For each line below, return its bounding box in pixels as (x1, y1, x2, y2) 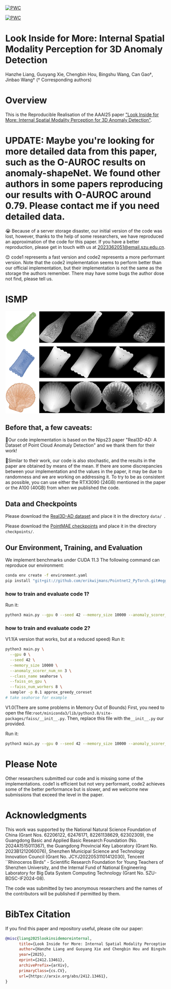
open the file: (5, 709, 33, 716)
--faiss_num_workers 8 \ (10, 684, 63, 689)
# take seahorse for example (5, 695, 67, 700)
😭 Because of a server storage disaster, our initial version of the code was (5, 227, 163, 234)
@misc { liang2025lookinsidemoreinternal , (5, 936, 93, 941)
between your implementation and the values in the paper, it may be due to (5, 468, 163, 475)
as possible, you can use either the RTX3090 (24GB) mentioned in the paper (5, 479, 166, 486)
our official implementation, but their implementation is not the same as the (5, 265, 162, 271)
